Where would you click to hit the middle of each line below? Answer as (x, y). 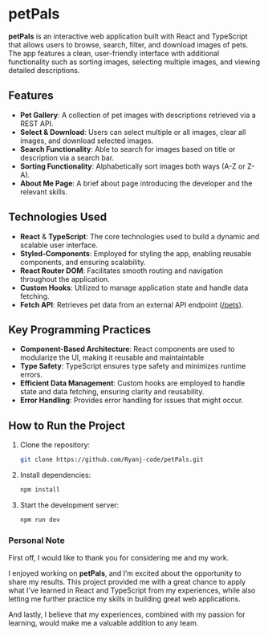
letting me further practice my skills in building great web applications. (124, 599)
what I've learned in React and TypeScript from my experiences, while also (132, 590)
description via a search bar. (67, 157)
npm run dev (40, 520)
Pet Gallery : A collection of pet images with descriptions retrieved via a (138, 115)
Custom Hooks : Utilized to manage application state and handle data (134, 287)
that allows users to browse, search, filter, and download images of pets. (128, 44)
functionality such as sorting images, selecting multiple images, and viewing (134, 62)
